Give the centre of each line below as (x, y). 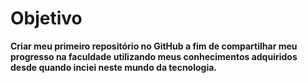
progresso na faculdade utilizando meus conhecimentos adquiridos (154, 56)
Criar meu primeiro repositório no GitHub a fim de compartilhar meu (154, 46)
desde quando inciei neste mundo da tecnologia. (114, 67)
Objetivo (46, 18)
